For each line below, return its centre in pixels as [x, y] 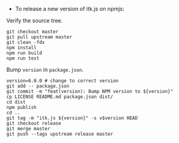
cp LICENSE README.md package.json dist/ [60, 97]
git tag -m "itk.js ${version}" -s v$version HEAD [72, 118]
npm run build [24, 53]
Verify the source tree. [35, 20]
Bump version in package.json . [45, 70]
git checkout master [33, 32]
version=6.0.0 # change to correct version [63, 81]
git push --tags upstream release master [60, 134]
